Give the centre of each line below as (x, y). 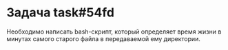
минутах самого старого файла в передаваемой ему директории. (104, 38)
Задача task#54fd (61, 13)
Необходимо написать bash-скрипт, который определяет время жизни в (114, 32)
